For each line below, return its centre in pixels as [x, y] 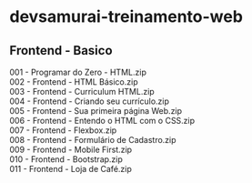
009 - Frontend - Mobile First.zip [71, 149]
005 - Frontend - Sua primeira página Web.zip [96, 111]
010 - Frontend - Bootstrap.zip [66, 159]
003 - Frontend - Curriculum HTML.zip [82, 91]
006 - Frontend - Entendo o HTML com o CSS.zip [102, 121]
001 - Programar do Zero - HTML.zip [78, 72]
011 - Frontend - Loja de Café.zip [71, 169]
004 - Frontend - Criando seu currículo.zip [90, 101]
